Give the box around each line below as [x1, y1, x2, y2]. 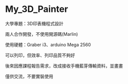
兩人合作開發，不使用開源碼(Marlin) [5, 31, 78, 37]
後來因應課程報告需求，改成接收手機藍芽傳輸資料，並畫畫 [5, 63, 123, 69]
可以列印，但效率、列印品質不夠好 [5, 52, 75, 58]
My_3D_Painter [5, 3, 68, 15]
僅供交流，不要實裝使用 [5, 73, 53, 79]
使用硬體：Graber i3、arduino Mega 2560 [5, 41, 91, 48]
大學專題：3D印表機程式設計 [5, 20, 64, 26]
